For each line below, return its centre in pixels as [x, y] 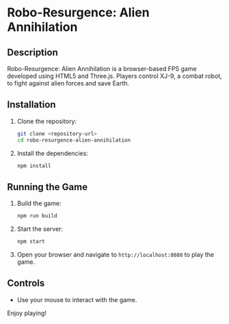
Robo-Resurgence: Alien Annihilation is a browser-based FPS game [102, 69]
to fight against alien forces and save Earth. [68, 83]
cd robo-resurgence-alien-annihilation [74, 140]
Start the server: [40, 229]
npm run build [37, 216]
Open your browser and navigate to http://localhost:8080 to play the [115, 255]
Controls [26, 283]
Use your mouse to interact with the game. [77, 299]
